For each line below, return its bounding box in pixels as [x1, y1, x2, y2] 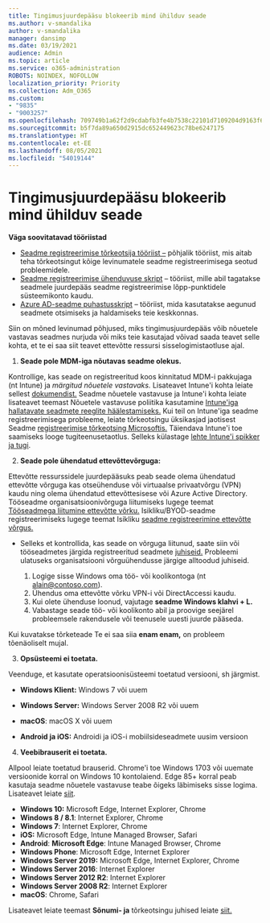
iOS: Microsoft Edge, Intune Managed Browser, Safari [19, 830, 198, 840]
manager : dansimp [8, 34, 67, 43]
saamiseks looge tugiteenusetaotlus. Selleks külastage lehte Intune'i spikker [8, 432, 260, 441]
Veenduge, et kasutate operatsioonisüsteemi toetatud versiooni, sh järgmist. [8, 669, 260, 679]
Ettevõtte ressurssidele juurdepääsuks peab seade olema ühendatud [8, 472, 235, 482]
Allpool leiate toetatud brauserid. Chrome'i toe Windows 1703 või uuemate [8, 763, 254, 773]
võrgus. [8, 523, 34, 532]
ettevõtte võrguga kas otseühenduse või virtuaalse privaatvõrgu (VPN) [8, 480, 242, 490]
